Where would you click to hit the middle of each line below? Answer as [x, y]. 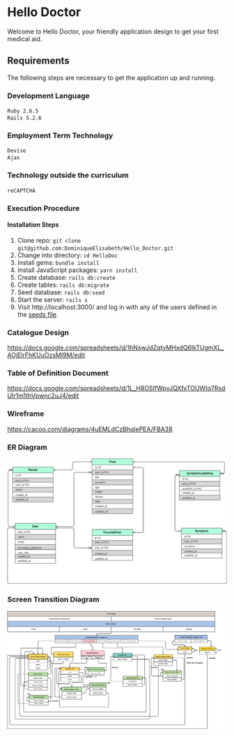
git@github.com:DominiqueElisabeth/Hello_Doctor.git [95, 248]
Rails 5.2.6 [24, 118]
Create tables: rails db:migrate [63, 285]
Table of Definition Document [58, 373]
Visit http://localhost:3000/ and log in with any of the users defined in [117, 307]
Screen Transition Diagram [53, 599]
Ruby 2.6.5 [23, 111]
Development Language [49, 96]
